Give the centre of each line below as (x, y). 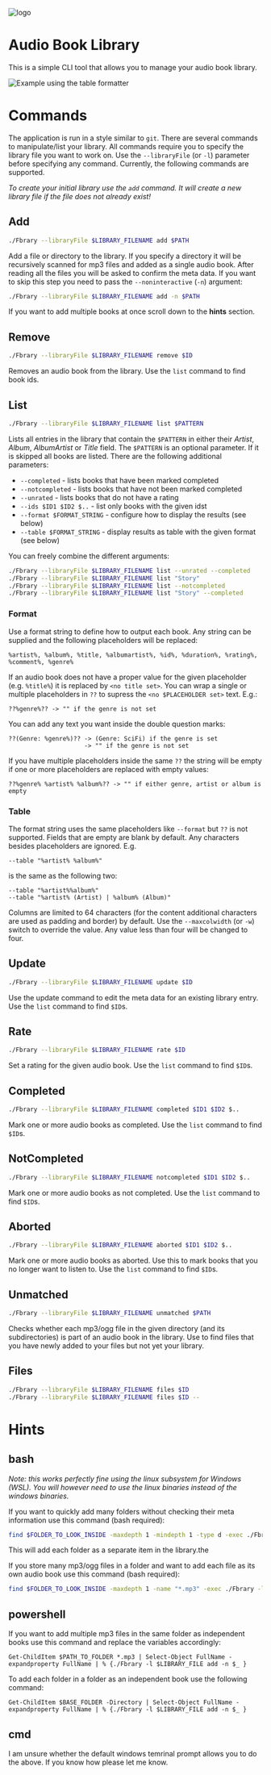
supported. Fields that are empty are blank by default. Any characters (124, 837)
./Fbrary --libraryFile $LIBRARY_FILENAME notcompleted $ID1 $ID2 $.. (129, 1177)
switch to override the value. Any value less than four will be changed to (128, 929)
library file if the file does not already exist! (80, 196)
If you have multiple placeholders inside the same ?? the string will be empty (135, 760)
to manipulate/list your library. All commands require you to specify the (126, 146)
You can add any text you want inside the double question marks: (117, 724)
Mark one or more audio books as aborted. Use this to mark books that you (133, 1261)
